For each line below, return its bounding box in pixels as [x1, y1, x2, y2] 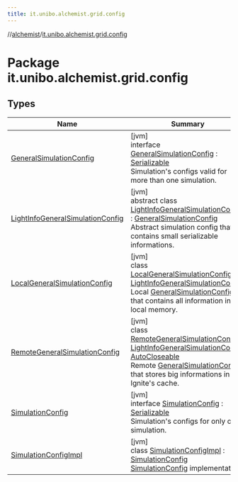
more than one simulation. [130, 175, 217, 185]
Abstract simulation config [130, 222, 218, 232]
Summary [171, 118, 205, 128]
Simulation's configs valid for [130, 166, 227, 176]
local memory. [130, 304, 178, 314]
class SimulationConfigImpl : [130, 445, 225, 455]
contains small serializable [130, 231, 218, 241]
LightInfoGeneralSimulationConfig [11, 213, 124, 223]
